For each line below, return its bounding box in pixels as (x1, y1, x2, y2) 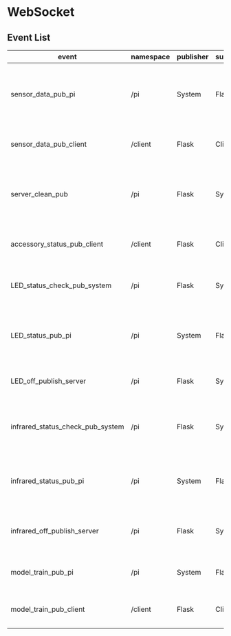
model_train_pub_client (10, 604, 85, 614)
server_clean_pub (10, 189, 69, 198)
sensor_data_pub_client (10, 139, 87, 149)
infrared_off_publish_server (10, 526, 99, 535)
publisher (176, 52, 209, 61)
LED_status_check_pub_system (10, 280, 112, 290)
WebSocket (7, 4, 75, 20)
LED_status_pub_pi (10, 331, 72, 340)
